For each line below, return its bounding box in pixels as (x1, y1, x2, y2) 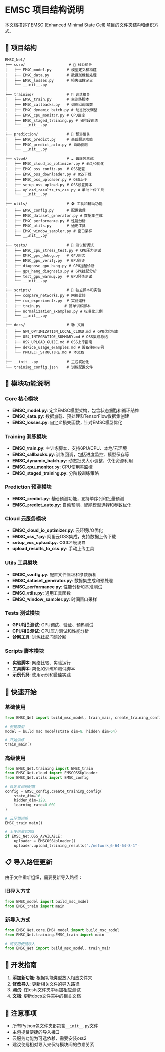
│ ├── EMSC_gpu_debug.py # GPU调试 (5, 253, 85, 258)
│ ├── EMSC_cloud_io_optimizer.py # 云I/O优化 (5, 161, 105, 166)
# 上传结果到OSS (5, 829, 35, 834)
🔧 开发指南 (5, 960, 37, 969)
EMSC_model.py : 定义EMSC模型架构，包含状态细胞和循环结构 (12, 407, 139, 414)
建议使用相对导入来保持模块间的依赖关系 (12, 1041, 94, 1047)
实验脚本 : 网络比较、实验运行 (12, 660, 71, 666)
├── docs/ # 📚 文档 (5, 322, 85, 327)
